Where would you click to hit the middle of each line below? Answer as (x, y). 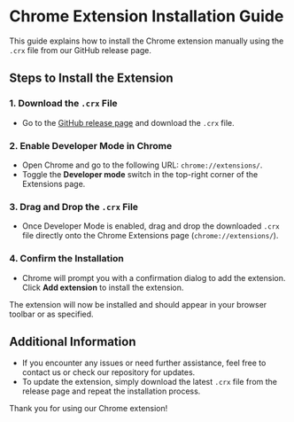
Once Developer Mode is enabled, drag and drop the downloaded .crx (151, 226)
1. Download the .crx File (63, 104)
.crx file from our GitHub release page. (81, 50)
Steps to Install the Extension (92, 78)
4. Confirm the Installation (66, 259)
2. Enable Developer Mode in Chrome (91, 145)
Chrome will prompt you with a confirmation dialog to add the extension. (154, 277)
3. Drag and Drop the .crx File (74, 207)
